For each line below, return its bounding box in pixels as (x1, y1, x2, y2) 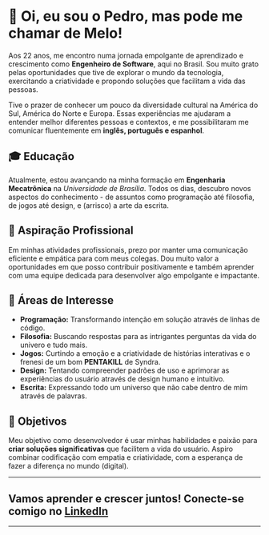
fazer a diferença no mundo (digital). (8, 461, 130, 471)
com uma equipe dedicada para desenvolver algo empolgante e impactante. (8, 270, 260, 280)
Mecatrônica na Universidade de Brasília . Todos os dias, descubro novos (8, 183, 251, 193)
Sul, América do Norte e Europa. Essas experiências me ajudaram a (8, 108, 231, 118)
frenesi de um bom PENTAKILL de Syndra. (19, 357, 161, 367)
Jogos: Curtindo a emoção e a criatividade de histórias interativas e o (19, 349, 251, 358)
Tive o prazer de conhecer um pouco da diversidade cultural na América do (8, 100, 259, 110)
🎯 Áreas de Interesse (8, 293, 114, 307)
